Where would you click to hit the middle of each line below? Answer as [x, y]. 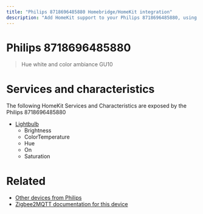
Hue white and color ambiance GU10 [67, 64]
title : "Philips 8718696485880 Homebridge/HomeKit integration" [89, 12]
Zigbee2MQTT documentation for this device [71, 204]
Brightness [38, 131]
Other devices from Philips [48, 198]
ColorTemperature [47, 137]
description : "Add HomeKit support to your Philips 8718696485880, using [102, 18]
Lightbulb [27, 124]
